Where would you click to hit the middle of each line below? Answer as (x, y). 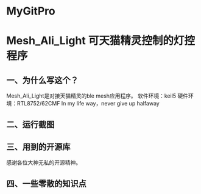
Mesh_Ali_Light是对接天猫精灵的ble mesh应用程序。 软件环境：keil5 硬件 (97, 96)
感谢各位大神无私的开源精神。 (44, 162)
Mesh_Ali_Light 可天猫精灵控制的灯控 (100, 41)
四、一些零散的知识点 (46, 183)
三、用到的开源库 (38, 147)
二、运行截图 (30, 125)
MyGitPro (31, 11)
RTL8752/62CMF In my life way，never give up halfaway (88, 104)
